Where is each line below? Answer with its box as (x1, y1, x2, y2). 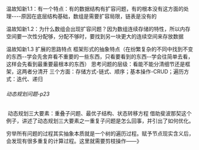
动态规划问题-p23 (6, 90, 50, 97)
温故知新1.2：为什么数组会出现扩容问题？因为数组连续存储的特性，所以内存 (6, 26, 191, 32)
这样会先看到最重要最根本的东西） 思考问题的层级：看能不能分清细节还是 (6, 60, 185, 68)
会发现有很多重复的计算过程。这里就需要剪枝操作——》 (6, 137, 142, 145)
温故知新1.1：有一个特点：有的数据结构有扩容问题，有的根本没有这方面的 (6, 5, 184, 12)
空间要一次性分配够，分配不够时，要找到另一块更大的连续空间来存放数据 (6, 33, 184, 40)
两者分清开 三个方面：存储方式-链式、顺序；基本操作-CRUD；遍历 (21, 68, 184, 75)
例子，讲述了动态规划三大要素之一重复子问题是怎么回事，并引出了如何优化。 (6, 117, 194, 124)
